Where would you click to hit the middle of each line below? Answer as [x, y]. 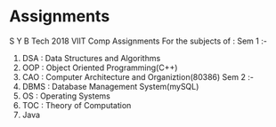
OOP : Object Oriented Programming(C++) [100, 67]
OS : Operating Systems [66, 96]
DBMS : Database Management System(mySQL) [110, 86]
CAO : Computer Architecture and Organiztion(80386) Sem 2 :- [138, 76]
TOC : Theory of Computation [77, 105]
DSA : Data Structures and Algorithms [91, 58]
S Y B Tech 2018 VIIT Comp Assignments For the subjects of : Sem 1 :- [138, 41]
